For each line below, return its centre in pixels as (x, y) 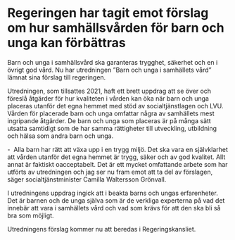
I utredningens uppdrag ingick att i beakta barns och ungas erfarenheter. (113, 193)
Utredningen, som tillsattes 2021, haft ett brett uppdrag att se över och (109, 91)
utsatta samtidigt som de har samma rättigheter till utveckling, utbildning (112, 128)
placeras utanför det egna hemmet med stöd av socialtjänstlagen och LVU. (115, 106)
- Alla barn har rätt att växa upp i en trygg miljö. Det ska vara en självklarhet (118, 149)
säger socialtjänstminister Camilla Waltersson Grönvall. (87, 179)
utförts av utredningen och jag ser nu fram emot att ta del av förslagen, (110, 172)
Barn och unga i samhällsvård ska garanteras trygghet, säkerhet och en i (113, 62)
